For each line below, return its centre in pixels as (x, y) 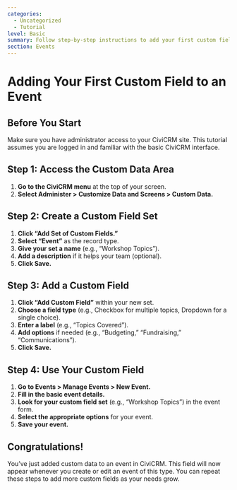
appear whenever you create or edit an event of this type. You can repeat (114, 472)
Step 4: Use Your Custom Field (76, 369)
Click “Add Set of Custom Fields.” (68, 233)
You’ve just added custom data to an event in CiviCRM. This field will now (114, 464)
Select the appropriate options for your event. (85, 417)
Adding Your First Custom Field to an (117, 82)
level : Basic (26, 34)
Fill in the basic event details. (61, 395)
